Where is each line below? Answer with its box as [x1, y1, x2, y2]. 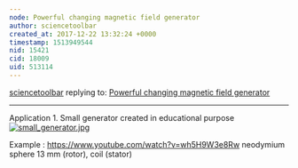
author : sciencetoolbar [9, 21, 98, 30]
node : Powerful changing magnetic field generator [9, 12, 200, 22]
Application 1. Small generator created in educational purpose [9, 112, 235, 123]
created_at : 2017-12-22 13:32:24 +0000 [9, 29, 157, 38]
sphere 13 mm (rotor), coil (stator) [9, 148, 133, 159]
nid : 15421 [9, 46, 50, 55]
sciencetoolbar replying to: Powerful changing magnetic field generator [9, 86, 271, 98]
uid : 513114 [9, 63, 53, 72]
